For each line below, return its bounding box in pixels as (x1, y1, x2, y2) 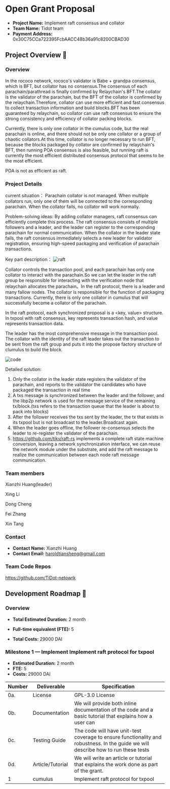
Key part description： (5, 256, 52, 262)
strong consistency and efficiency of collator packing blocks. (5, 115, 133, 122)
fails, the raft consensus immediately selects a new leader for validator (5, 235, 153, 241)
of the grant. (74, 767, 104, 774)
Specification (102, 683, 135, 690)
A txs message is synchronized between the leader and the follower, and (12, 392, 164, 398)
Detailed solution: (5, 366, 42, 372)
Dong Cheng (5, 501, 32, 507)
